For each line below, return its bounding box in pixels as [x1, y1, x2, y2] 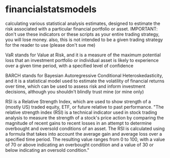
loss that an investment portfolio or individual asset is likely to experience [5, 57, 159, 63]
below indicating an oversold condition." [5, 147, 90, 153]
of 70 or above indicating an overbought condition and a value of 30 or [5, 141, 154, 148]
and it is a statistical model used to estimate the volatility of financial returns [5, 78, 164, 84]
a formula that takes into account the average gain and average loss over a [5, 131, 162, 137]
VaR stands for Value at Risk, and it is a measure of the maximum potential [5, 52, 161, 58]
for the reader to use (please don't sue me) [5, 42, 96, 48]
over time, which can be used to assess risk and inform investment [5, 83, 146, 89]
